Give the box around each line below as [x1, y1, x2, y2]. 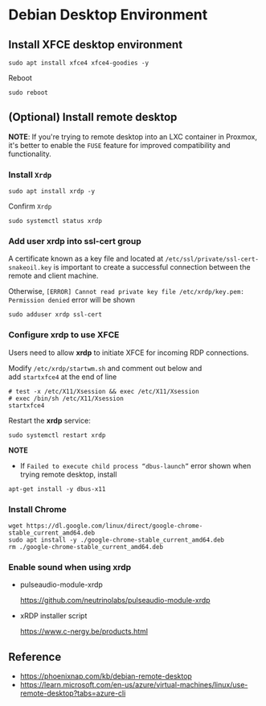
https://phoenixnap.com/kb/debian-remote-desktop [19, 671, 193, 681]
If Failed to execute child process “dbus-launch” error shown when [19, 460, 252, 470]
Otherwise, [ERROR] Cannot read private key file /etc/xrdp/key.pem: [8, 287, 245, 296]
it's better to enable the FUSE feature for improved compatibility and [8, 140, 231, 150]
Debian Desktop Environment [8, 6, 208, 24]
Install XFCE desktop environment [8, 38, 183, 52]
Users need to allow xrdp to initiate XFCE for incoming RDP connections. [8, 348, 249, 357]
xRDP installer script [19, 611, 88, 621]
